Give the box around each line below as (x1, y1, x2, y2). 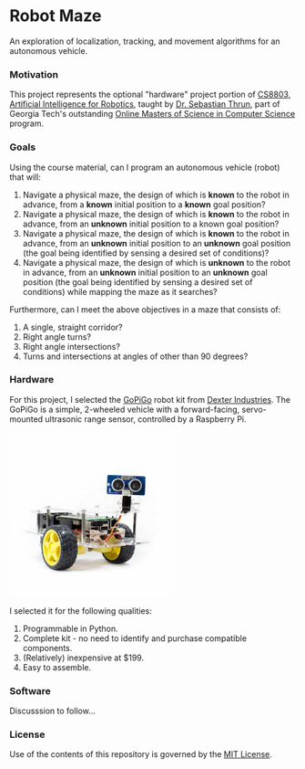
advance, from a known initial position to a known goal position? (22, 198, 266, 210)
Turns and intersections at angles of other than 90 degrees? (22, 351, 249, 362)
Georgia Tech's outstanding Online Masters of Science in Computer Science (9, 109, 296, 120)
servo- (241, 404, 267, 415)
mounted (9, 413, 44, 425)
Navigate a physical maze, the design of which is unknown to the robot (22, 257, 291, 268)
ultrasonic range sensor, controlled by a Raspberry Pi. (45, 413, 248, 425)
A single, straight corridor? (22, 321, 123, 332)
